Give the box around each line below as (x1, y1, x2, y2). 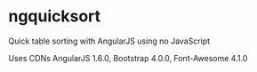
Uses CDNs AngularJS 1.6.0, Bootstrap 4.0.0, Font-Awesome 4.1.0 (8, 52, 248, 63)
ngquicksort (8, 6, 101, 27)
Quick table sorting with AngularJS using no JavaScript (8, 36, 211, 46)
